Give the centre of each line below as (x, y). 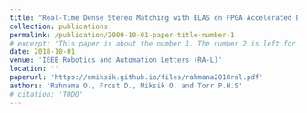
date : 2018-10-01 (42, 52)
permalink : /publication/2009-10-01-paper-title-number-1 (122, 35)
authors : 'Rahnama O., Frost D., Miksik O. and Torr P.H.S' (127, 86)
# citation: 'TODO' (47, 94)
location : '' (34, 69)
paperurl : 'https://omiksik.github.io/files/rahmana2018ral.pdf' (136, 77)
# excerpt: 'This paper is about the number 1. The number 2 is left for (153, 43)
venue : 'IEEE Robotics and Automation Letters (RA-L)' (116, 60)
